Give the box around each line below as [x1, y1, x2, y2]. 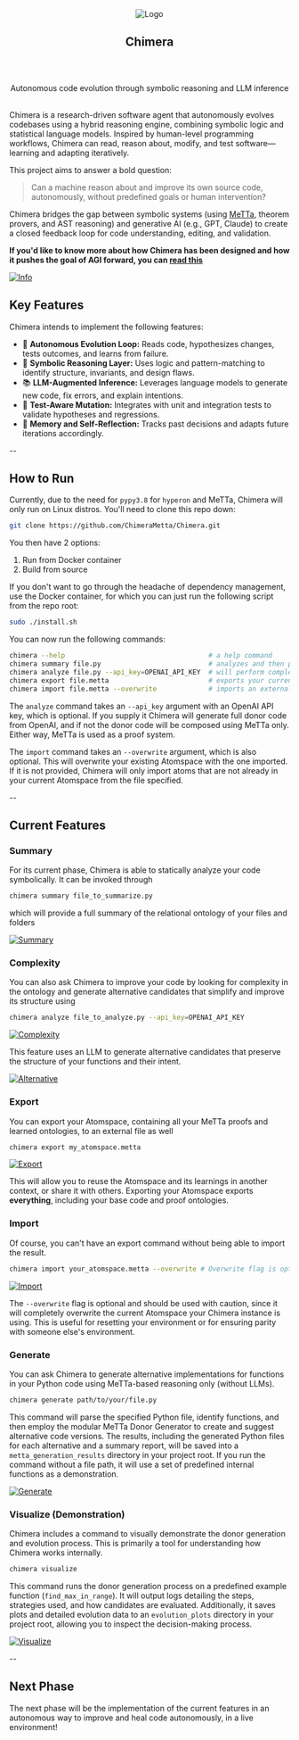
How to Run [9, 471, 75, 486]
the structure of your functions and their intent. [9, 1056, 182, 1067]
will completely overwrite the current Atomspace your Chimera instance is [9, 1307, 281, 1318]
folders [9, 917, 36, 928]
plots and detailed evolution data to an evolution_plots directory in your [9, 1609, 274, 1620]
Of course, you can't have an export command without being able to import [9, 1238, 286, 1248]
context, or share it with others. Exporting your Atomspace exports [9, 1186, 254, 1197]
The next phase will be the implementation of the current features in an [9, 1703, 270, 1713]
